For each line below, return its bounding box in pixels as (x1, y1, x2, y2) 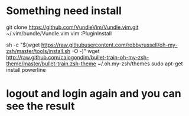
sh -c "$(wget (6, 41, 40, 48)
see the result (6, 100, 75, 113)
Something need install (6, 4, 122, 18)
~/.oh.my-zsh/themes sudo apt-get (97, 60, 183, 67)
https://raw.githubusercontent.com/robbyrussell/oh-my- (41, 41, 178, 48)
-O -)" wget (71, 47, 100, 54)
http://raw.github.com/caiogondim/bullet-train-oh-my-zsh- (6, 54, 149, 61)
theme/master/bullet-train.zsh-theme (6, 60, 96, 67)
